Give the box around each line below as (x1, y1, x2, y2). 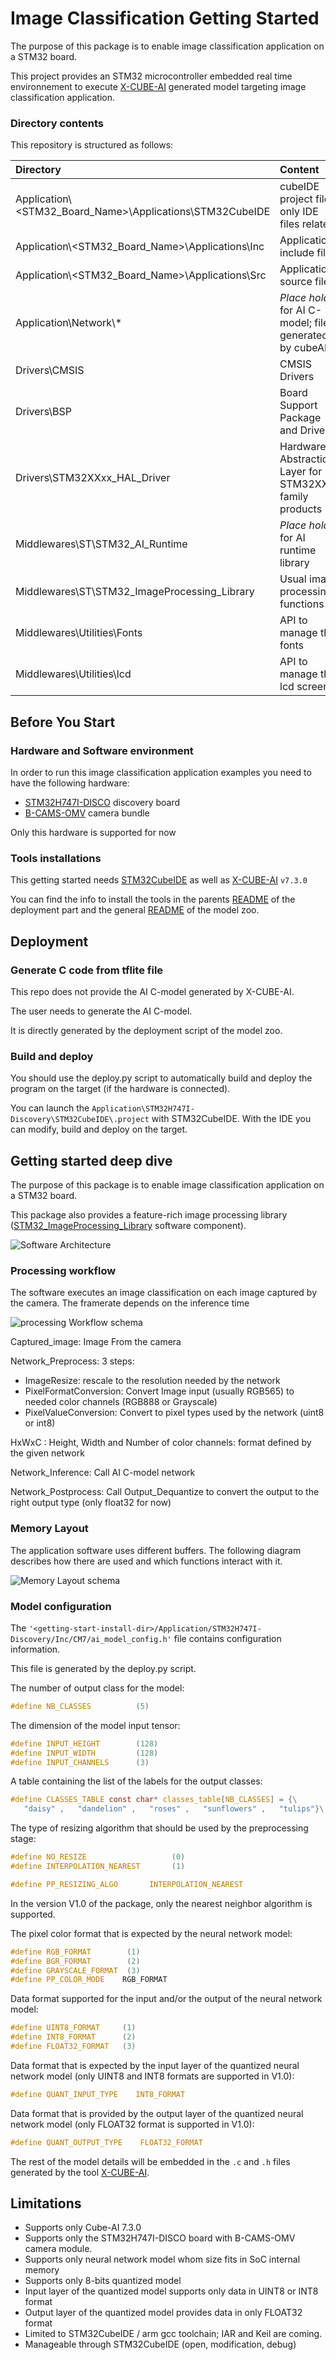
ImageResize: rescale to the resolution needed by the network (24, 1375, 281, 1387)
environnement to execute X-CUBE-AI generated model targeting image (10, 80, 307, 92)
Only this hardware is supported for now (10, 826, 177, 838)
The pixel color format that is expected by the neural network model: (10, 1927, 293, 1939)
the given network (10, 1447, 85, 1459)
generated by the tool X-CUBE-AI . (10, 2166, 150, 2178)
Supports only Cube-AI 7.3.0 (24, 2222, 142, 2234)
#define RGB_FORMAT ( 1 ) (10, 1947, 141, 1957)
